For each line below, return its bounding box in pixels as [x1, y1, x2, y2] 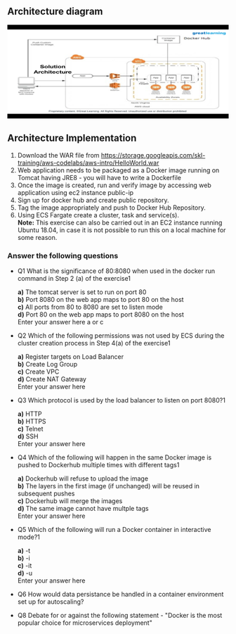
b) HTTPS [17, 417, 47, 426]
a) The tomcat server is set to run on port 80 [17, 288, 147, 296]
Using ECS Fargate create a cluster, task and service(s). [17, 210, 179, 219]
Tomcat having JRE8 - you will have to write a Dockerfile [17, 173, 181, 182]
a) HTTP [17, 410, 42, 418]
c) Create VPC [17, 367, 60, 376]
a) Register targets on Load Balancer [17, 353, 124, 361]
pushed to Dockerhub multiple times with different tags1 [17, 461, 180, 469]
